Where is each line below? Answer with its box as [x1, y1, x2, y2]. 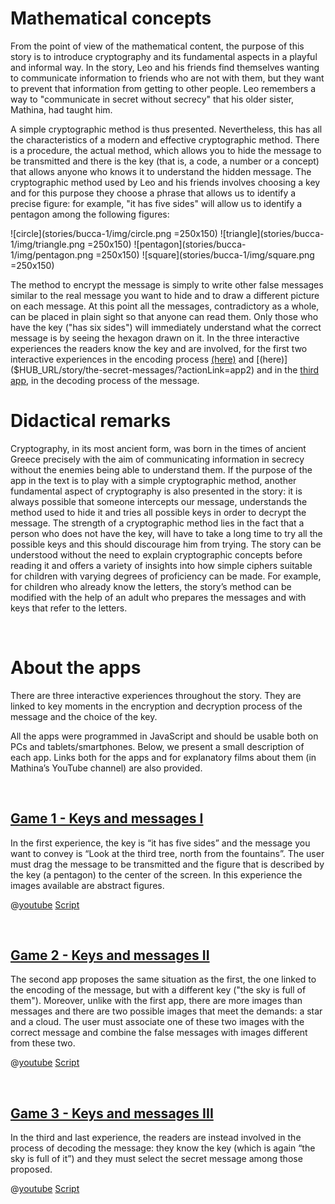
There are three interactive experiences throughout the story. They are [10, 689, 302, 701]
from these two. [10, 1037, 76, 1049]
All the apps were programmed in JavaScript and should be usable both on [10, 730, 319, 742]
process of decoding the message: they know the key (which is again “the [10, 1142, 316, 1154]
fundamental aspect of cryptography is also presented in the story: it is [10, 485, 303, 497]
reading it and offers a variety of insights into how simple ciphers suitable [10, 559, 313, 571]
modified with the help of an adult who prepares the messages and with [10, 591, 307, 603]
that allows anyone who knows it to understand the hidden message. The [10, 165, 312, 177]
